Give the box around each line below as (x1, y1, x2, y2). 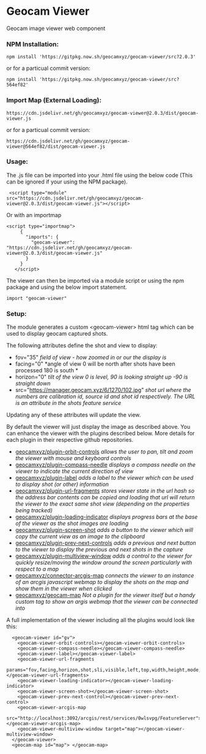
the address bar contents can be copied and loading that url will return (15, 494, 195, 501)
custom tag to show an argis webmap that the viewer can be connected (15, 598, 198, 606)
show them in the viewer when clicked (15, 585, 112, 593)
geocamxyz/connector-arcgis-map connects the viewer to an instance (15, 572, 194, 579)
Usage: (6, 158, 29, 166)
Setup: (6, 309, 27, 318)
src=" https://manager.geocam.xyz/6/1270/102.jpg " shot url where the (15, 387, 191, 394)
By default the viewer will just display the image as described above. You (6, 423, 191, 431)
